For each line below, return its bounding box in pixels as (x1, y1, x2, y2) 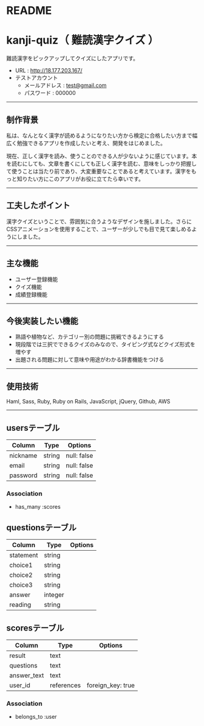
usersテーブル (6, 422, 60, 433)
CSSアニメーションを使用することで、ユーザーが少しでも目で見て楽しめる (6, 225, 192, 232)
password (9, 471, 38, 480)
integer (44, 591, 65, 599)
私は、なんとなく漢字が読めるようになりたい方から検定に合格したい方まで (6, 131, 192, 139)
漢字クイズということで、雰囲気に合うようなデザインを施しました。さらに (6, 217, 192, 225)
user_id (9, 681, 30, 689)
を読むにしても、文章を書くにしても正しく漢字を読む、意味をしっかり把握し (6, 159, 197, 167)
